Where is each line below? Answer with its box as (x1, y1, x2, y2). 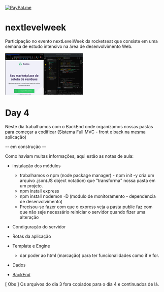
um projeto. (19, 182, 43, 188)
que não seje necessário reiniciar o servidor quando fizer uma (19, 209, 146, 215)
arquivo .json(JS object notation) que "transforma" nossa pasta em (19, 178, 156, 183)
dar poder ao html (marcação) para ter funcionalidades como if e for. (19, 252, 159, 258)
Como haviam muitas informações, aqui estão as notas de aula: (5, 153, 134, 159)
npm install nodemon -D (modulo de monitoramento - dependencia (19, 193, 156, 199)
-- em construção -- (5, 144, 46, 149)
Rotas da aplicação (12, 233, 51, 239)
